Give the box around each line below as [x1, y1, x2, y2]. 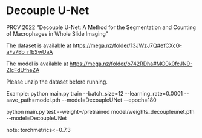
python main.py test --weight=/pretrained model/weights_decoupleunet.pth [6, 108, 195, 115]
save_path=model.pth [6, 96, 60, 103]
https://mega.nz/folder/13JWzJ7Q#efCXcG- [72, 42, 183, 49]
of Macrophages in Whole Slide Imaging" [6, 30, 109, 37]
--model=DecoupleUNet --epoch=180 [61, 96, 157, 103]
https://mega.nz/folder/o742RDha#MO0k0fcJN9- [69, 60, 193, 67]
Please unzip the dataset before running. [6, 78, 108, 85]
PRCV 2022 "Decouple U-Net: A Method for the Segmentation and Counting [6, 24, 197, 31]
